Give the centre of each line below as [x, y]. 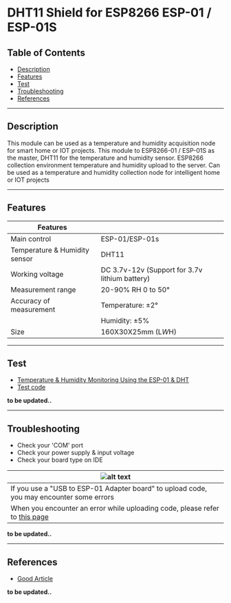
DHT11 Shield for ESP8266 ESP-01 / [109, 13]
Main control [31, 239]
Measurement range [43, 289]
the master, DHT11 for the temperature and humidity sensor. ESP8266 [106, 158]
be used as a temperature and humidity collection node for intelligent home [113, 172]
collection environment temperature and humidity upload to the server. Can [113, 165]
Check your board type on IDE [60, 460]
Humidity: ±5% [125, 320]
